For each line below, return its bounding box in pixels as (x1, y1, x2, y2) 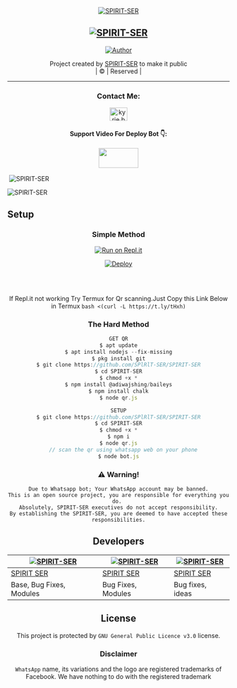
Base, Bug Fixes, (11, 579, 66, 589)
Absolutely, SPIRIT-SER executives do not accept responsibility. (18, 504, 219, 511)
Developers (92, 536, 145, 548)
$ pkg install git (91, 355, 146, 362)
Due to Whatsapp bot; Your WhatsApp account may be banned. (28, 486, 209, 493)
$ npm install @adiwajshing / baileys (64, 381, 173, 388)
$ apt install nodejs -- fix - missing (64, 348, 173, 355)
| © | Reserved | (95, 67, 142, 75)
